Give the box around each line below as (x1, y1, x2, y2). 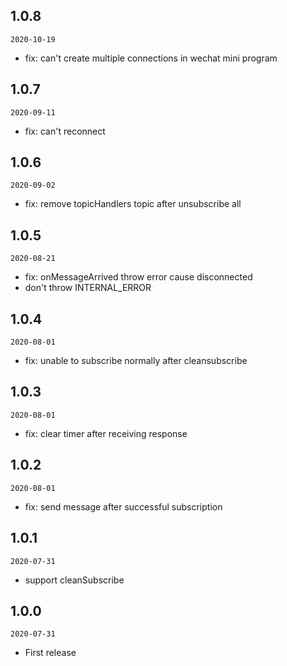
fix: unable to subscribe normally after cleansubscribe (24, 355, 248, 367)
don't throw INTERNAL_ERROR (24, 282, 152, 294)
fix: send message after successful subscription (24, 500, 223, 513)
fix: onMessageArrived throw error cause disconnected (24, 271, 253, 283)
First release (24, 647, 77, 659)
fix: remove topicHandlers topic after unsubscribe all (24, 198, 242, 210)
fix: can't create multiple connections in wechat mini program (24, 52, 278, 64)
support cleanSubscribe (24, 574, 125, 586)
